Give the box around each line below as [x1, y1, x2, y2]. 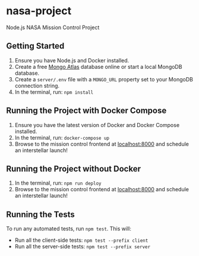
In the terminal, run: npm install [14, 88, 94, 96]
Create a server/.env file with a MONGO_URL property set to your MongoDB [14, 75, 193, 83]
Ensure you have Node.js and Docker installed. [14, 56, 129, 64]
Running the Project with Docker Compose [6, 106, 167, 116]
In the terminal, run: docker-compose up [14, 134, 110, 141]
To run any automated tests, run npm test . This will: [6, 225, 132, 232]
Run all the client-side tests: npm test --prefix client [14, 236, 149, 244]
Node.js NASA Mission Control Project [6, 24, 100, 31]
